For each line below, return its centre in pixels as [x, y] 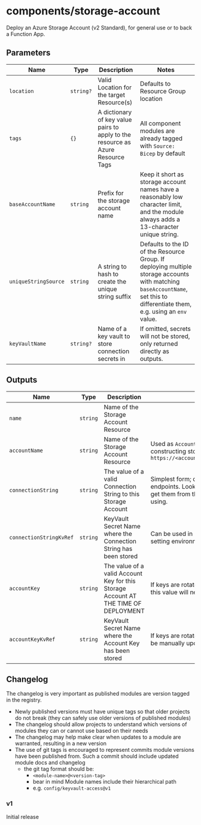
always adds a [160, 219]
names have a [159, 189]
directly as [154, 351]
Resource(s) [115, 102]
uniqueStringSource [37, 281]
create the [112, 281]
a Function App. [26, 34]
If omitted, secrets [165, 329]
